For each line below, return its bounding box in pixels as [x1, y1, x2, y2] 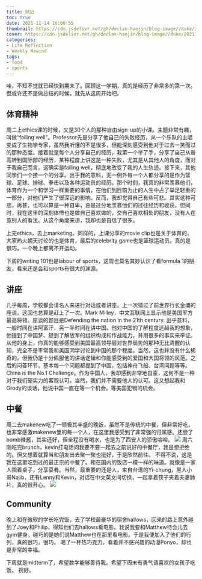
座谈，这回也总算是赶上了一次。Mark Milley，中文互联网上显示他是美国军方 [6, 309, 194, 316]
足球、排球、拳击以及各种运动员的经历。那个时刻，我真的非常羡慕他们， [16, 179, 196, 186]
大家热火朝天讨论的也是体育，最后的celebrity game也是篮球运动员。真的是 [6, 237, 191, 244]
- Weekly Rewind [6, 48, 47, 54]
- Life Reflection [6, 43, 52, 49]
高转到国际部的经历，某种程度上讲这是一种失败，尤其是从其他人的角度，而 [6, 156, 191, 163]
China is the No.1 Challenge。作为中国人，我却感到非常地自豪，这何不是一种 [6, 369, 195, 376]
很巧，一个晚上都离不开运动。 [6, 245, 80, 252]
